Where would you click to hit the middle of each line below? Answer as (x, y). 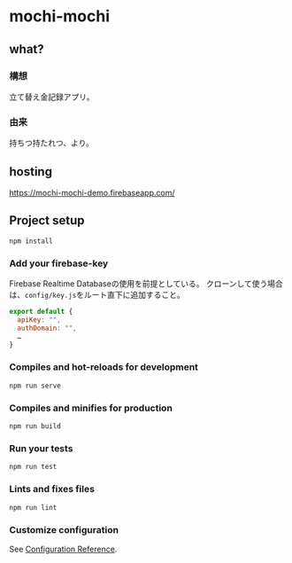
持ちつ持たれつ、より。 (52, 143)
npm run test (33, 467)
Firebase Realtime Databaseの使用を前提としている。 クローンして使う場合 (146, 284)
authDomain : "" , (47, 328)
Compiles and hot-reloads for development (104, 367)
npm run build (35, 426)
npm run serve (35, 386)
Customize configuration (64, 529)
